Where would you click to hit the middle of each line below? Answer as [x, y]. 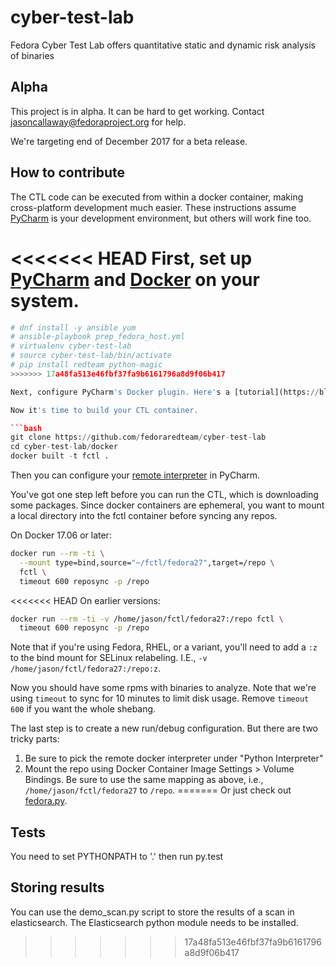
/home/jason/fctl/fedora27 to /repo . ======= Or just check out [158, 790]
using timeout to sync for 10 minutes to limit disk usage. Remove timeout [160, 698]
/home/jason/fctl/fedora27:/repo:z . [86, 668]
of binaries [32, 55]
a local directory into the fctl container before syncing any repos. [144, 515]
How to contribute [68, 172]
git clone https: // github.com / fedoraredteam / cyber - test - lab [138, 437]
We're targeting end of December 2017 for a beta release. [129, 141]
